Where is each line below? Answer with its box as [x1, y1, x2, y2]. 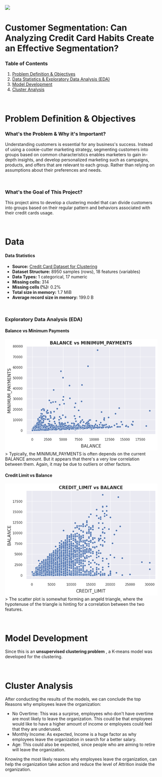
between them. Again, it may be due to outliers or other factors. [5, 461, 132, 467]
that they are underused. [12, 726, 61, 732]
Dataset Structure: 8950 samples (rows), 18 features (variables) [12, 269, 141, 275]
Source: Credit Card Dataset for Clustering [12, 263, 98, 269]
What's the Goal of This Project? [5, 189, 83, 195]
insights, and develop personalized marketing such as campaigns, [17, 157, 149, 162]
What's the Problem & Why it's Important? [5, 130, 106, 137]
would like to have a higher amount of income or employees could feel [12, 721, 152, 727]
